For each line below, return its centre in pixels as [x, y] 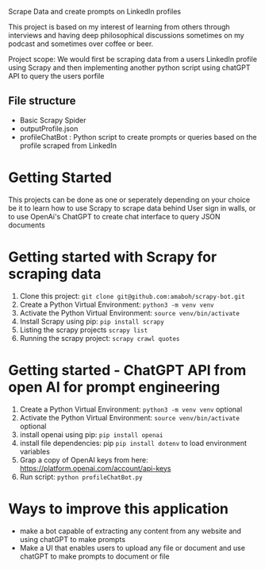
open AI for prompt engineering [114, 387]
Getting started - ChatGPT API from [127, 370]
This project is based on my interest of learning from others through [119, 27]
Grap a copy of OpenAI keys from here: [84, 459]
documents [27, 225]
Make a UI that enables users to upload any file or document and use [132, 548]
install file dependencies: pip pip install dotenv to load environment [133, 443]
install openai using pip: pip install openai [91, 434]
